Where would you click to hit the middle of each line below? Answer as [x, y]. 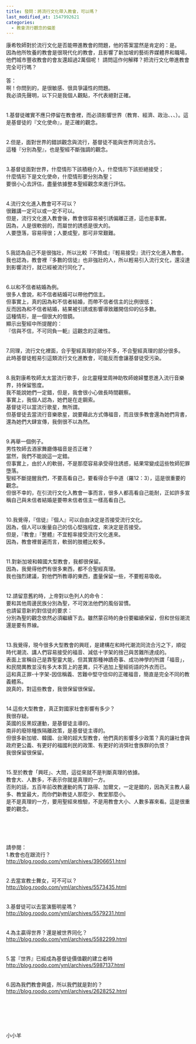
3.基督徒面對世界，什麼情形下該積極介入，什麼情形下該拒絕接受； [85, 169]
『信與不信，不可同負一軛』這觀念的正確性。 [60, 331]
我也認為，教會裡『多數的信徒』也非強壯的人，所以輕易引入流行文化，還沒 [95, 260]
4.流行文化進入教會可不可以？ [42, 204]
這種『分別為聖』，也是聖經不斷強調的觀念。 [58, 149]
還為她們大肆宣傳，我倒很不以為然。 [50, 422]
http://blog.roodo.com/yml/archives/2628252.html [66, 991]
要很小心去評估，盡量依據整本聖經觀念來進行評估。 [67, 184]
